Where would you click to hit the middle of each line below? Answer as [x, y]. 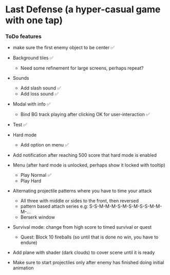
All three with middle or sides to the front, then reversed [79, 201]
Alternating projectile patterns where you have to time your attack [82, 191]
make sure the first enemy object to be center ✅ [63, 48]
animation [23, 268]
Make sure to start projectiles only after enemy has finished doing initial [88, 263]
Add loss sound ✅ [40, 94]
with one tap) [34, 20]
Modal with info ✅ [32, 104]
